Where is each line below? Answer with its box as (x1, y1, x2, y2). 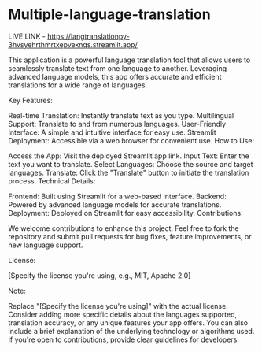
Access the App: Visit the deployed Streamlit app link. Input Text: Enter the (8, 151, 249, 161)
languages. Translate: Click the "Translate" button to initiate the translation (8, 168, 249, 177)
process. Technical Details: (8, 176, 96, 186)
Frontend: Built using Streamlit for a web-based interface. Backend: (8, 191, 227, 201)
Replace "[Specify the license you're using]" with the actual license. (8, 301, 228, 310)
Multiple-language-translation (8, 6, 211, 24)
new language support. (8, 240, 83, 250)
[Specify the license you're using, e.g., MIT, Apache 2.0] (8, 270, 191, 280)
